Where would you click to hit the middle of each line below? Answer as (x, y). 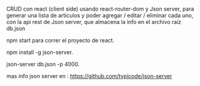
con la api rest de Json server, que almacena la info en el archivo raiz (94, 22)
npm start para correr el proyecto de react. (60, 40)
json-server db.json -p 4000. (43, 64)
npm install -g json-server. (40, 52)
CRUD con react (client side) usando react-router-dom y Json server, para (100, 9)
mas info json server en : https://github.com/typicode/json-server (89, 76)
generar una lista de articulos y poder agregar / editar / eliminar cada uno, (100, 15)
